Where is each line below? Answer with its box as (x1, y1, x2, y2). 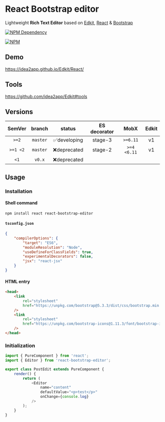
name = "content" (40, 385, 71, 390)
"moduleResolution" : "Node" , (23, 245, 82, 250)
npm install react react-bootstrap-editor (5, 211, 93, 216)
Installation (5, 188, 33, 195)
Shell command (5, 200, 38, 206)
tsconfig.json (5, 221, 34, 226)
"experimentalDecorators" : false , (23, 254, 93, 259)
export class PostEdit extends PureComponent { (5, 366, 105, 372)
